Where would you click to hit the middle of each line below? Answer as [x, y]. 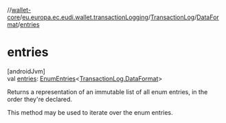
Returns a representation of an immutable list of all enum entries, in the [108, 91]
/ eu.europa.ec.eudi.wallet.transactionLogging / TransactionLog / [108, 17]
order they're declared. [40, 99]
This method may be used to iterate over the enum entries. [90, 112]
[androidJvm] [26, 71]
